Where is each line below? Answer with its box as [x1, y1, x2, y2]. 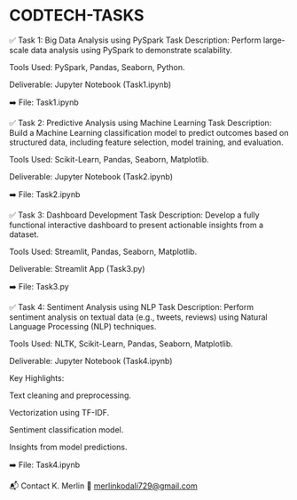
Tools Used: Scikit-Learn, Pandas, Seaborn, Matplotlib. [9, 154, 210, 164]
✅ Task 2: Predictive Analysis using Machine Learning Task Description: [9, 117, 272, 128]
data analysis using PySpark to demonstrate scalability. [30, 44, 233, 55]
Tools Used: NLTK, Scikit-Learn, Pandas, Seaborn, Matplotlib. [9, 338, 233, 349]
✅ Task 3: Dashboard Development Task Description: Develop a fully [9, 210, 260, 220]
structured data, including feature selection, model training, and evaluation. [9, 137, 284, 147]
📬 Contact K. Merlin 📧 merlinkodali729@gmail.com [9, 480, 198, 491]
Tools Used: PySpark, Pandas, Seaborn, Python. [9, 61, 185, 72]
